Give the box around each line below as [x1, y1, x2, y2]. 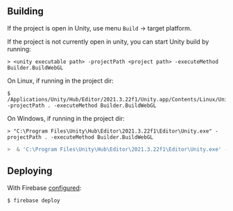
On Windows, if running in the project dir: [7, 114, 125, 122]
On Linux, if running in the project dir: [7, 76, 114, 85]
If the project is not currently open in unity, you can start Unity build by [7, 37, 209, 46]
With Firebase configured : [7, 183, 82, 192]
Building [7, 6, 44, 17]
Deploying [7, 165, 53, 177]
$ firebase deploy [7, 197, 60, 204]
